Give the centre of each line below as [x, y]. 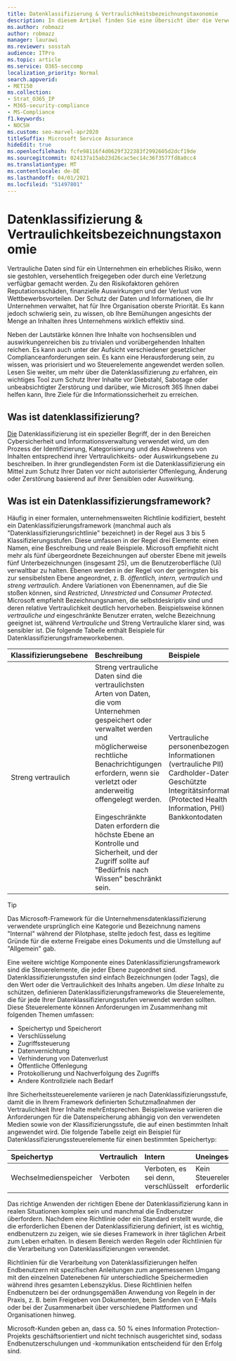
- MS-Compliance [31, 112]
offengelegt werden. [128, 799]
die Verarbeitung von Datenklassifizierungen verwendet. [89, 1248]
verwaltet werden [124, 728]
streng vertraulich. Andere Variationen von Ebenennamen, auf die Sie [107, 585]
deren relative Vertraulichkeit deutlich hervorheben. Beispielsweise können [116, 608]
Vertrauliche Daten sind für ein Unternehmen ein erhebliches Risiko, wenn [114, 269]
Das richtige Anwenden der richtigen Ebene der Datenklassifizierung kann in [118, 1204]
